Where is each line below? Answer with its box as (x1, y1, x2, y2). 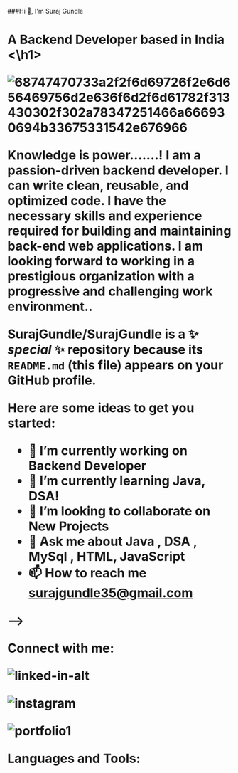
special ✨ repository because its (7, 342, 204, 358)
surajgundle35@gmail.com (28, 585, 193, 601)
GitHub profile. (7, 372, 97, 389)
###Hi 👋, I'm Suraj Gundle (7, 7, 84, 15)
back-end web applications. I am (7, 238, 204, 254)
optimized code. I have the (7, 193, 167, 209)
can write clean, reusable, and (7, 178, 190, 194)
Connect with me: (7, 641, 115, 656)
